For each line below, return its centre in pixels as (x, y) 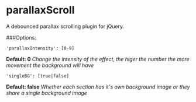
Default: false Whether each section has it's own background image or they (98, 87)
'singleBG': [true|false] (37, 76)
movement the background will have (50, 65)
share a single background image (47, 93)
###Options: (21, 37)
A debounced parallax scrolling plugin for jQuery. (65, 26)
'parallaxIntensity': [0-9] (40, 48)
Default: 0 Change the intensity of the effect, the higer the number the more (98, 59)
